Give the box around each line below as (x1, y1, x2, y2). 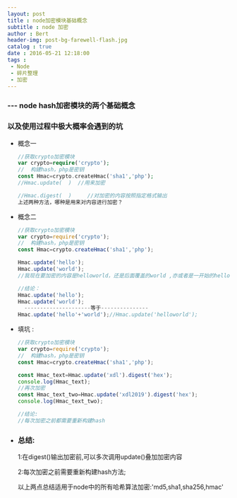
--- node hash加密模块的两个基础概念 (7, 100, 135, 110)
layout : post (7, 10, 46, 18)
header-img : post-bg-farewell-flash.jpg (7, 37, 128, 44)
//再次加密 (17, 385, 46, 392)
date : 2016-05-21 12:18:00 (7, 50, 90, 57)
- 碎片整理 (10, 69, 39, 76)
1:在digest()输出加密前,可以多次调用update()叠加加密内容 (17, 453, 183, 461)
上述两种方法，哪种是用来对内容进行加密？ (17, 199, 123, 206)
